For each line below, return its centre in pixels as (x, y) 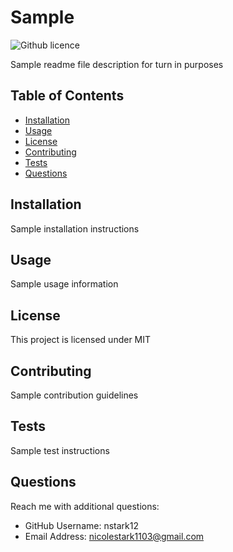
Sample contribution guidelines (74, 395)
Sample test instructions (60, 450)
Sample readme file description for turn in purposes (117, 64)
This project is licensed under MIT (81, 340)
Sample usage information (64, 284)
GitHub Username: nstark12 (81, 525)
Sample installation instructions (75, 228)
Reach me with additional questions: (85, 506)
